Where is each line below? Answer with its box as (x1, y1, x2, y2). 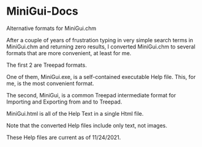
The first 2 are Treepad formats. (6, 61, 87, 69)
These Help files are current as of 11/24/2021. (6, 134, 121, 141)
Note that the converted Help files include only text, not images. (6, 121, 167, 129)
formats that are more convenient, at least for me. (6, 49, 132, 56)
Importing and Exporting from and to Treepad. (6, 98, 122, 105)
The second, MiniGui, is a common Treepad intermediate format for (6, 91, 176, 99)
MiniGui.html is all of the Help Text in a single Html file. (6, 110, 144, 117)
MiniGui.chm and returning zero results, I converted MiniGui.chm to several (6, 43, 196, 50)
